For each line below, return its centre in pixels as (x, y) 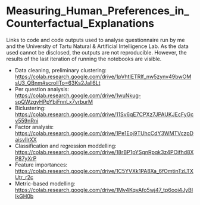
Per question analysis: (42, 89)
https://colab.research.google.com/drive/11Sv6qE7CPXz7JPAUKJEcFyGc (104, 114)
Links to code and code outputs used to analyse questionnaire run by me (96, 40)
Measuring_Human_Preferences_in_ (98, 11)
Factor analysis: (34, 127)
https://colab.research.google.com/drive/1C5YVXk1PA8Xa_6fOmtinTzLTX (104, 171)
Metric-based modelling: (45, 183)
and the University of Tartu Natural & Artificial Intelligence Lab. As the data (97, 46)
